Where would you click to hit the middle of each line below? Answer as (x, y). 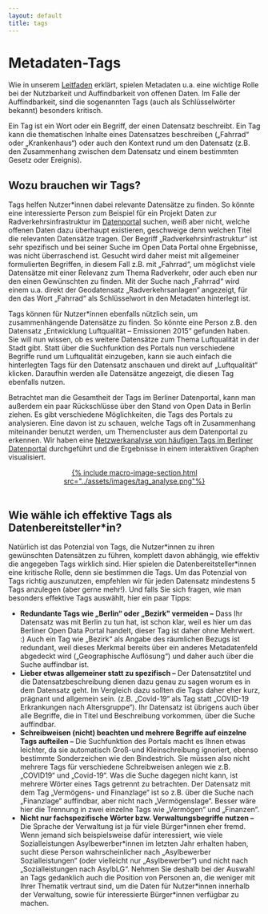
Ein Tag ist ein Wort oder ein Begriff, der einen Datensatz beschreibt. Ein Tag (134, 126)
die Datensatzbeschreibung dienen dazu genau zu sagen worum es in (135, 681)
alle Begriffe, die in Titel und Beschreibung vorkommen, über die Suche (138, 716)
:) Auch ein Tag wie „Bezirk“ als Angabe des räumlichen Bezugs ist (130, 639)
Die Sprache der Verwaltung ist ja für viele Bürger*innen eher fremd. (133, 827)
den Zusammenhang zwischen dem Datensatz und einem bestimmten (123, 152)
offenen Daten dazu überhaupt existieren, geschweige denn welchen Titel (130, 230)
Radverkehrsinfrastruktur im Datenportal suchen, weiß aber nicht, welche (129, 222)
